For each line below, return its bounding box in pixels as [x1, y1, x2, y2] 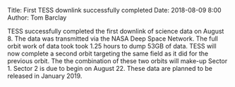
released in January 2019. [7, 72, 83, 80]
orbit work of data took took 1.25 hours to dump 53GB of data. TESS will [7, 42, 217, 50]
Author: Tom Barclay [7, 13, 67, 22]
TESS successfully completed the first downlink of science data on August [7, 27, 224, 35]
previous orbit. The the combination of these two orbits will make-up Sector [7, 57, 228, 65]
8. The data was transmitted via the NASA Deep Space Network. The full [7, 34, 219, 43]
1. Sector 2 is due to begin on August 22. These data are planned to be [7, 65, 213, 72]
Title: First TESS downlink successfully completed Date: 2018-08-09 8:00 [7, 6, 222, 14]
